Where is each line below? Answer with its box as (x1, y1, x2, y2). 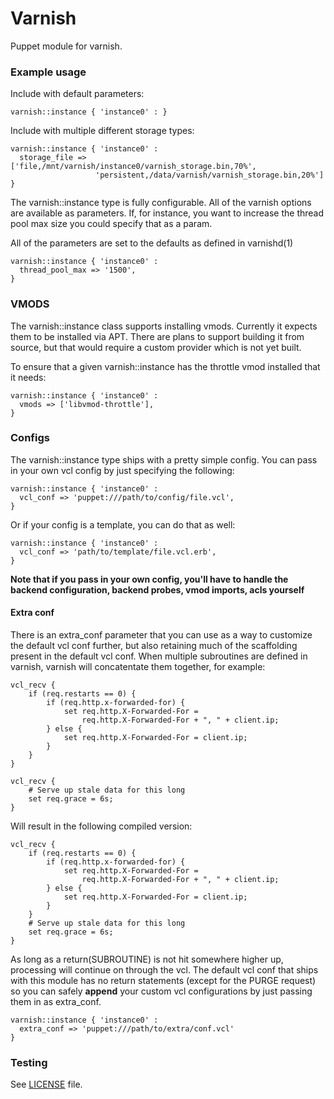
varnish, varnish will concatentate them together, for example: (10, 661, 266, 673)
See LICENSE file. (10, 1078, 83, 1091)
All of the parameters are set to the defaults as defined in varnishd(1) (10, 237, 294, 249)
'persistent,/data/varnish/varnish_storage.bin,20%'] (95, 170, 325, 181)
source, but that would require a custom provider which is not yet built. (10, 341, 302, 353)
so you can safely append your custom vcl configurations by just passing (10, 985, 313, 997)
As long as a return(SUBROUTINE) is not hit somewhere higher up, (10, 953, 284, 966)
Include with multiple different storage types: (10, 125, 195, 137)
